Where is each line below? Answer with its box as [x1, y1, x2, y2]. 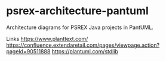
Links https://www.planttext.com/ [6, 35, 88, 42]
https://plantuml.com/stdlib [51, 47, 118, 54]
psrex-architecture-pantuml [6, 4, 149, 18]
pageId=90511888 [6, 47, 51, 54]
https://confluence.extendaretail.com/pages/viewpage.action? [6, 41, 160, 49]
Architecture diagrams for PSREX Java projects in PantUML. [6, 24, 154, 31]
